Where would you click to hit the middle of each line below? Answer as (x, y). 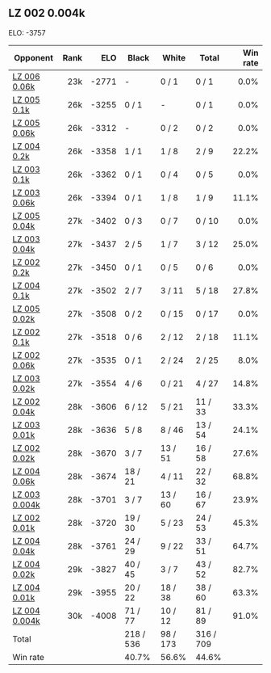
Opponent (33, 57)
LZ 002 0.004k (47, 13)
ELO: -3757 (27, 32)
